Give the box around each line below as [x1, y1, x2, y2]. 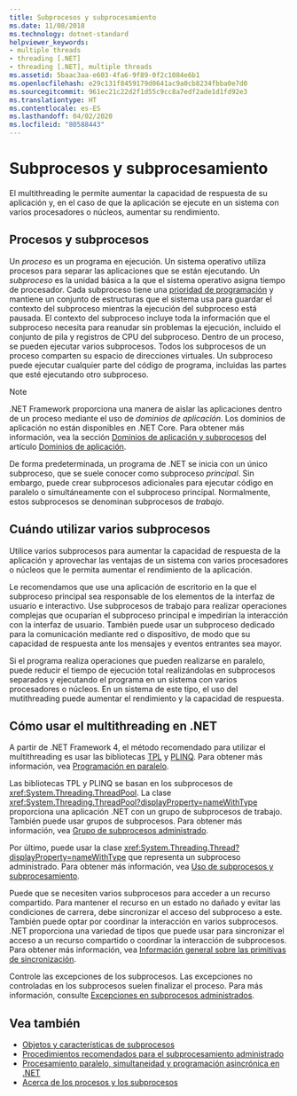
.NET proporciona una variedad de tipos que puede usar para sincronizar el [9, 926, 285, 936]
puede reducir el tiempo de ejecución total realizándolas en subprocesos [9, 665, 276, 675]
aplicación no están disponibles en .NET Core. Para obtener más [9, 422, 246, 433]
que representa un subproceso [128, 852, 241, 863]
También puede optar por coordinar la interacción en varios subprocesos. [9, 916, 278, 927]
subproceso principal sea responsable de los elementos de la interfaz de [9, 591, 275, 602]
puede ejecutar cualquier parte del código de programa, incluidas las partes [9, 359, 287, 370]
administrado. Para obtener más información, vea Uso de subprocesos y [9, 862, 274, 872]
